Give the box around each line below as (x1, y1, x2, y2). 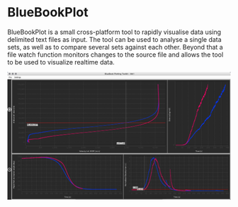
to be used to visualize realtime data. (7, 57, 115, 66)
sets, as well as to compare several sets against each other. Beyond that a (7, 43, 223, 51)
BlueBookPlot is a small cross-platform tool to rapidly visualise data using (7, 28, 222, 36)
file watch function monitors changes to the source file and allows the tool (7, 50, 224, 59)
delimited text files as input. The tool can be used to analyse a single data (7, 35, 222, 43)
